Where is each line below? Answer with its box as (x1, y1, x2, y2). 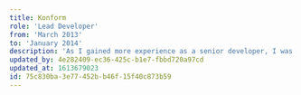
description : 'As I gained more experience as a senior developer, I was (9, 47, 294, 56)
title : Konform (9, 13, 67, 23)
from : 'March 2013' (9, 30, 83, 39)
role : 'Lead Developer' (9, 22, 99, 31)
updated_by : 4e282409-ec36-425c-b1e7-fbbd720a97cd (9, 55, 204, 64)
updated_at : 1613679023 (9, 64, 99, 73)
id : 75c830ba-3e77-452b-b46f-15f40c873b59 (9, 72, 172, 81)
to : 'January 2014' (9, 38, 83, 48)
